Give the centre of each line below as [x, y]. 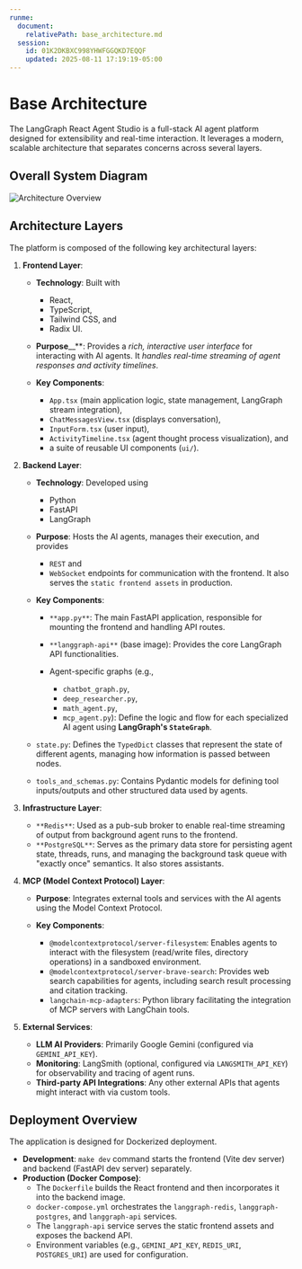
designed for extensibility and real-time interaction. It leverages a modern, [147, 138]
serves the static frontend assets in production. [141, 582]
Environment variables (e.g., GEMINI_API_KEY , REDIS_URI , [138, 1245]
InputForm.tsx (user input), [99, 429]
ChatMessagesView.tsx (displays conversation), [135, 419]
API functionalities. [84, 653]
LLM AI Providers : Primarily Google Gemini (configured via [145, 1044]
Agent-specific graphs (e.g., [102, 671]
